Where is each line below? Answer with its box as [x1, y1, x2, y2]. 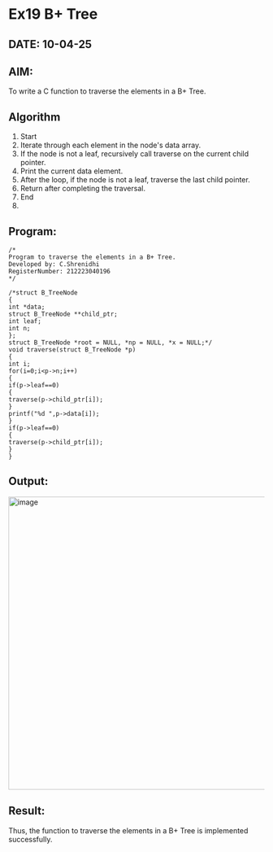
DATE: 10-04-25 [8, 37, 92, 51]
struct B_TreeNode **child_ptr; [8, 310, 118, 318]
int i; [8, 360, 31, 369]
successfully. [8, 834, 53, 844]
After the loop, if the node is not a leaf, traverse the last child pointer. [19, 175, 250, 185]
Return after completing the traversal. [19, 184, 146, 194]
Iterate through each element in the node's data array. [19, 140, 201, 151]
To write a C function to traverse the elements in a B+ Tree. [8, 86, 206, 96]
